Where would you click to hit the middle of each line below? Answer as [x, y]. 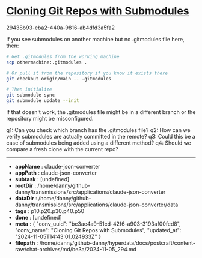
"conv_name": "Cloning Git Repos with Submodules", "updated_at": [98, 230]
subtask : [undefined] [42, 179]
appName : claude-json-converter [57, 167]
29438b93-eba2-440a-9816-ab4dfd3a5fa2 [61, 28]
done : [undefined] [38, 218]
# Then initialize [29, 89]
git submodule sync [31, 95]
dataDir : [26, 199]
